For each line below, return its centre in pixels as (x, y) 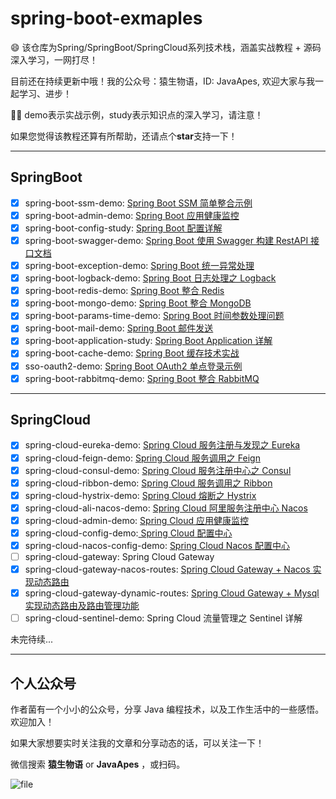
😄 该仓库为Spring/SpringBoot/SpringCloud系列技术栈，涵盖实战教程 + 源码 (166, 47)
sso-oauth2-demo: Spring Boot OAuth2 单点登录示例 (133, 366)
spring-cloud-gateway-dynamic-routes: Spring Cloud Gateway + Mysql (172, 593)
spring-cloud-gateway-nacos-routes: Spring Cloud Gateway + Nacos (167, 569)
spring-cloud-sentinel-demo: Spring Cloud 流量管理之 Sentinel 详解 (163, 618)
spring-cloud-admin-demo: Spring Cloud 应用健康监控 (137, 520)
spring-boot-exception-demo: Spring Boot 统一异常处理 (139, 265)
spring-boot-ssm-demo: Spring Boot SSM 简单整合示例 (138, 203)
